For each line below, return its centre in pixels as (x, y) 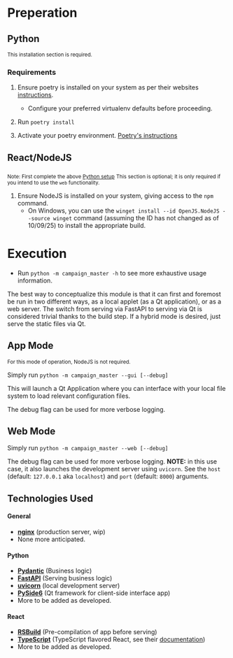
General (19, 516)
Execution (37, 254)
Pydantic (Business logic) (55, 571)
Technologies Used (50, 498)
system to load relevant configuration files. (69, 396)
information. (35, 280)
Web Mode (31, 431)
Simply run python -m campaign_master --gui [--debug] (88, 375)
